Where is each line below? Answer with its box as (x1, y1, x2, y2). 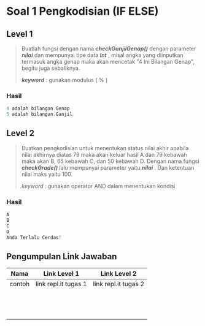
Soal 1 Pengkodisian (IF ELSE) (6, 4, 159, 18)
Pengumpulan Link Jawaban (6, 251, 117, 262)
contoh (9, 280, 30, 289)
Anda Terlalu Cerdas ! (6, 234, 62, 240)
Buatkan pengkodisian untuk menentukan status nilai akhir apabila (21, 144, 189, 151)
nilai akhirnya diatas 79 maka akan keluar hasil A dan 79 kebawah (21, 151, 187, 158)
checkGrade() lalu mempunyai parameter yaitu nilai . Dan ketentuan (21, 164, 195, 171)
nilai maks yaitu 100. (21, 170, 73, 178)
